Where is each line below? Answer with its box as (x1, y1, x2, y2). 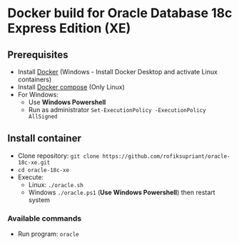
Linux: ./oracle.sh (28, 180, 83, 189)
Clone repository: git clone (17, 151, 100, 160)
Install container (7, 132, 82, 144)
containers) (17, 75, 52, 84)
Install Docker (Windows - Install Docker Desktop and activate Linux (17, 68, 218, 76)
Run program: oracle (17, 230, 80, 239)
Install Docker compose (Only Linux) (17, 83, 125, 91)
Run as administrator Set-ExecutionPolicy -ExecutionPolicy (28, 106, 206, 114)
